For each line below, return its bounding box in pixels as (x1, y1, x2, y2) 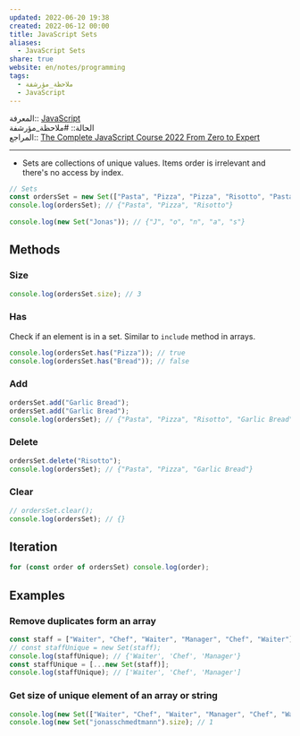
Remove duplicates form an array (9, 614, 156, 627)
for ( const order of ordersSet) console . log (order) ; (9, 563, 210, 572)
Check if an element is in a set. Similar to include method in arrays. (9, 330, 256, 341)
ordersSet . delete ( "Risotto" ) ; (9, 456, 122, 466)
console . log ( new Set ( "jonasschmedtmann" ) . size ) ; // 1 (9, 718, 214, 727)
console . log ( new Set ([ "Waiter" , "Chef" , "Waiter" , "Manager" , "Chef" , (9, 709, 278, 719)
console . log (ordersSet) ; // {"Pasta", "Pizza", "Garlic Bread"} (9, 465, 254, 474)
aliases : (9, 38, 42, 47)
